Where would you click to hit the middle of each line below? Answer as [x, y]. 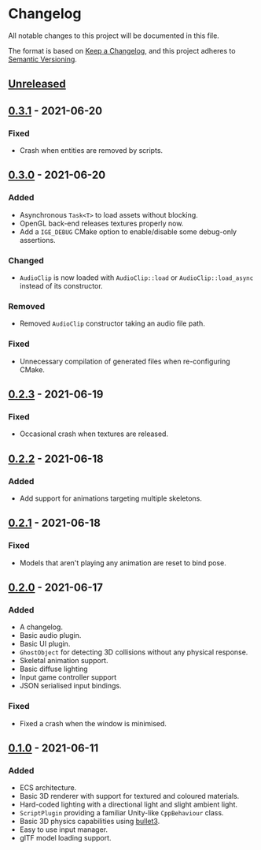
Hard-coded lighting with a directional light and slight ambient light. [129, 804]
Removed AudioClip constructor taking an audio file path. [112, 323]
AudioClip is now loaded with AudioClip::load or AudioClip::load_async [136, 278]
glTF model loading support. [65, 838]
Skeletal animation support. [64, 661]
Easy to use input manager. [64, 829]
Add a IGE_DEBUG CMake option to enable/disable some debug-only [128, 231]
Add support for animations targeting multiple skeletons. [110, 498]
